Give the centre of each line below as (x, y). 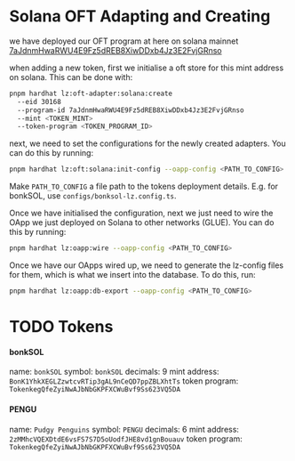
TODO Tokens (61, 327)
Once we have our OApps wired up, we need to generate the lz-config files (147, 265)
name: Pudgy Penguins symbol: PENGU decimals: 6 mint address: (124, 429)
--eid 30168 (40, 101)
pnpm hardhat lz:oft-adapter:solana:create (91, 93)
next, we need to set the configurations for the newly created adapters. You (147, 143)
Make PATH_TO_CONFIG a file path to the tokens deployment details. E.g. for (144, 186)
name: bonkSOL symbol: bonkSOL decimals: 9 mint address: (114, 372)
